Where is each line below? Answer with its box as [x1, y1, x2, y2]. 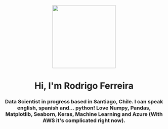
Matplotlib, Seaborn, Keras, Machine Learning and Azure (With [5, 111, 163, 118]
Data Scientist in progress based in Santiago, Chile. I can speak [5, 98, 163, 105]
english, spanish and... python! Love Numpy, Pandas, [17, 104, 151, 111]
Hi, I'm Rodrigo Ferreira [34, 80, 134, 92]
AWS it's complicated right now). [43, 117, 125, 124]
